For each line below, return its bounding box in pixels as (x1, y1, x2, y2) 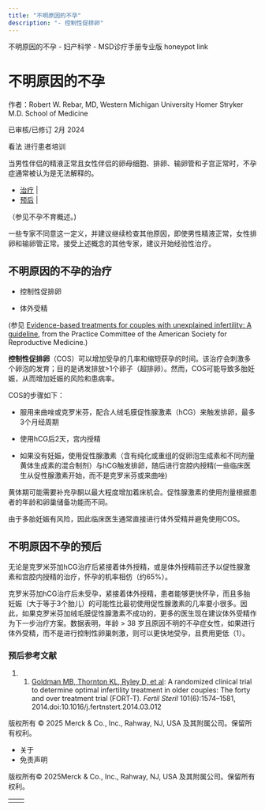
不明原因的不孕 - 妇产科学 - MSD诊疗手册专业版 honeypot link (8, 41, 209, 51)
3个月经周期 (19, 417, 59, 427)
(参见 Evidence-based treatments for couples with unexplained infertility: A (8, 320, 252, 330)
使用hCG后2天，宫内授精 (19, 434, 101, 444)
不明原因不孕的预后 (8, 540, 102, 553)
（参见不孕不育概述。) (8, 212, 77, 222)
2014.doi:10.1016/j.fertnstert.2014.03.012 (31, 702, 162, 712)
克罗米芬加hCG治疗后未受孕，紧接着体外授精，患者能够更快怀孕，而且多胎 (8, 589, 251, 598)
